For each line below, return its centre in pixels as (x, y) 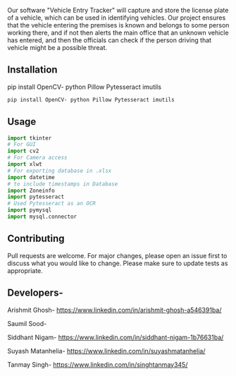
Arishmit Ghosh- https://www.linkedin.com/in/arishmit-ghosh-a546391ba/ (114, 310)
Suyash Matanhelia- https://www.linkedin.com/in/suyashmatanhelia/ (106, 351)
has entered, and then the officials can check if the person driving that (110, 40)
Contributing (36, 239)
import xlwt (25, 164)
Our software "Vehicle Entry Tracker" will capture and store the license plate (118, 10)
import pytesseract (36, 197)
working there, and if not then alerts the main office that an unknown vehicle (118, 32)
